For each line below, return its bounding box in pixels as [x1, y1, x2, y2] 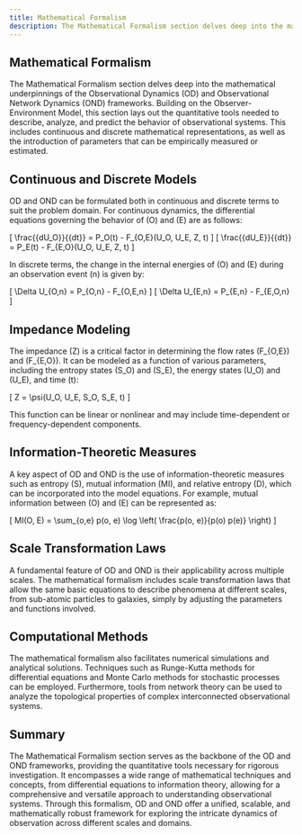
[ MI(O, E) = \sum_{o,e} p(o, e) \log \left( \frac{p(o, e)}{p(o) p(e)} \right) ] [9, 515, 277, 525]
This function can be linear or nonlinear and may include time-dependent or [9, 409, 290, 419]
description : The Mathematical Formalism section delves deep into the [9, 22, 283, 31]
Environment [9, 107, 57, 118]
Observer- [213, 98, 253, 109]
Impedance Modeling [9, 321, 131, 337]
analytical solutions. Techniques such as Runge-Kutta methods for [9, 662, 255, 673]
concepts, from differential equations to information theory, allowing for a [9, 779, 280, 790]
